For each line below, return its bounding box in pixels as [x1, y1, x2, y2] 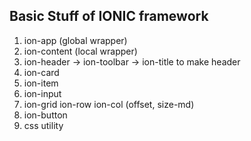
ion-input [23, 87, 62, 99]
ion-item [23, 77, 59, 89]
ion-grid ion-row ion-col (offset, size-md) [23, 98, 195, 110]
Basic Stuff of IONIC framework [9, 8, 209, 25]
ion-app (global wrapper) [23, 34, 128, 46]
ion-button [23, 109, 68, 121]
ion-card [23, 66, 60, 78]
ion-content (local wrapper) [23, 45, 138, 57]
